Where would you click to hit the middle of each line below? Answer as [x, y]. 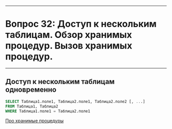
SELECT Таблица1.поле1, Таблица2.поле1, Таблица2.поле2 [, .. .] [75, 101]
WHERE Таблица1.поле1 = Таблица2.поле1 [48, 111]
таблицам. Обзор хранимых [69, 35]
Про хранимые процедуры [35, 121]
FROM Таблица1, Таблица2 [32, 106]
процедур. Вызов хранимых [69, 46]
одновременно [31, 90]
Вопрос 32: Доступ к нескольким [81, 24]
